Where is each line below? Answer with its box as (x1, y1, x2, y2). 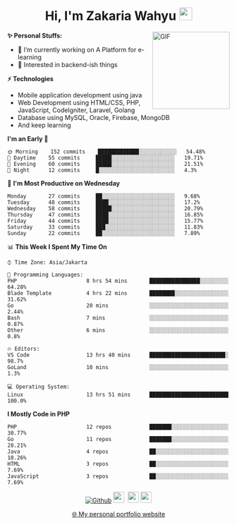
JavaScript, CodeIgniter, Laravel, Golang (17, 106, 135, 114)
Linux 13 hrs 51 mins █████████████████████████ (7, 391, 229, 398)
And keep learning (17, 121, 71, 129)
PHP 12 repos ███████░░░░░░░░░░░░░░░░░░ (7, 423, 229, 430)
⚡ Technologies (7, 74, 54, 83)
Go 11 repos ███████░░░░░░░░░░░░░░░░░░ (7, 435, 229, 442)
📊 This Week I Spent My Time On (7, 242, 107, 251)
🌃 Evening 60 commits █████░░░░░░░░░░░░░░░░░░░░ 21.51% (7, 160, 203, 167)
